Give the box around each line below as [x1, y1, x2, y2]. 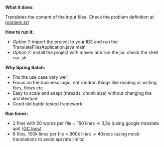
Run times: [5, 110, 29, 116]
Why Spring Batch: [5, 65, 46, 70]
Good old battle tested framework [12, 101, 83, 107]
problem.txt [5, 20, 29, 25]
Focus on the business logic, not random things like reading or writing [12, 80, 157, 85]
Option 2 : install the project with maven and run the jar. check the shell [12, 50, 158, 55]
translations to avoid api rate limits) [12, 136, 85, 142]
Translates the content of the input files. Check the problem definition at [5, 14, 154, 20]
